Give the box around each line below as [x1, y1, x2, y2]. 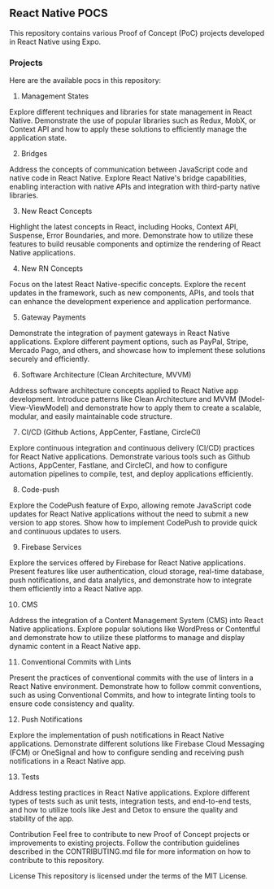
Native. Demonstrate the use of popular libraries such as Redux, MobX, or [9, 115, 257, 125]
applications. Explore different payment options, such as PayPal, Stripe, [9, 337, 249, 346]
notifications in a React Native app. [9, 756, 127, 766]
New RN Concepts [20, 264, 84, 273]
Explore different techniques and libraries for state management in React [9, 107, 253, 117]
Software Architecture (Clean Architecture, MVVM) [20, 370, 192, 380]
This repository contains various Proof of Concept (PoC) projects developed [9, 28, 265, 37]
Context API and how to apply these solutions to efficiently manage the [9, 124, 247, 134]
